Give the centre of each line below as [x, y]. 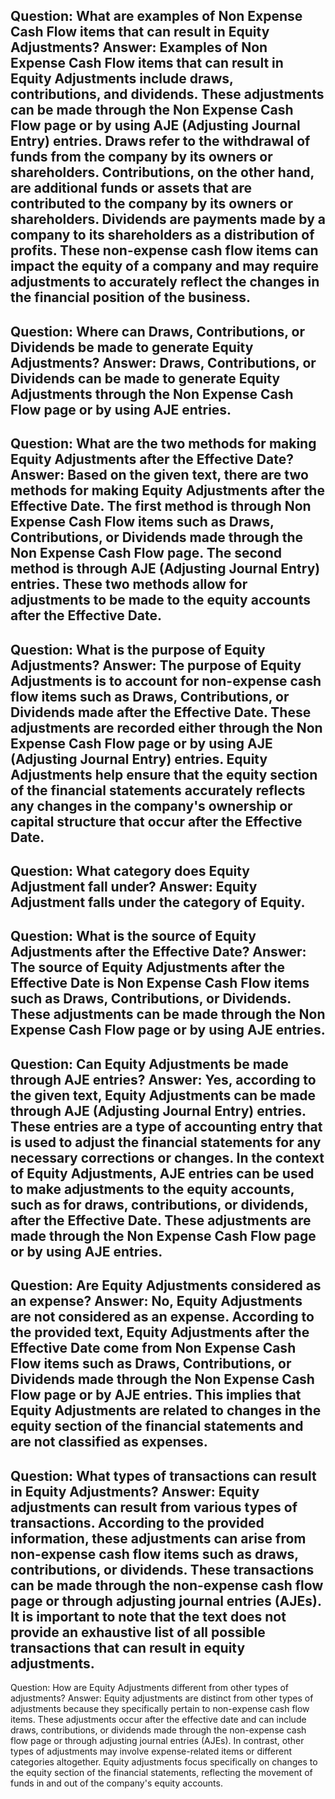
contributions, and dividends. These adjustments [167, 94]
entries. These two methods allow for [129, 584]
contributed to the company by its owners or [152, 204]
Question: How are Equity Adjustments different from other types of [150, 1687]
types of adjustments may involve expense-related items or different [151, 1751]
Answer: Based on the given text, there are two [159, 475]
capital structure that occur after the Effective [156, 821]
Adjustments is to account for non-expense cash [166, 680]
